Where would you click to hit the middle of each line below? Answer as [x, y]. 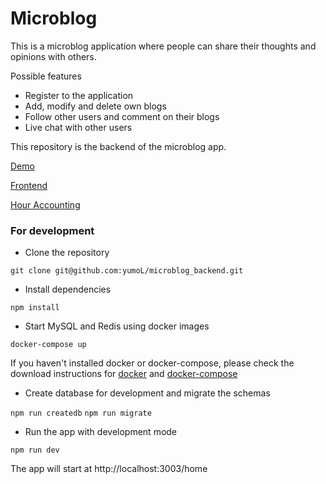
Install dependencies [68, 289]
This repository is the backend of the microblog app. [118, 146]
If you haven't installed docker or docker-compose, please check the [152, 363]
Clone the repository [67, 253]
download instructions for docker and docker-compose [124, 374]
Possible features [46, 76]
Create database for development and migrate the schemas [147, 393]
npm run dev [35, 450]
